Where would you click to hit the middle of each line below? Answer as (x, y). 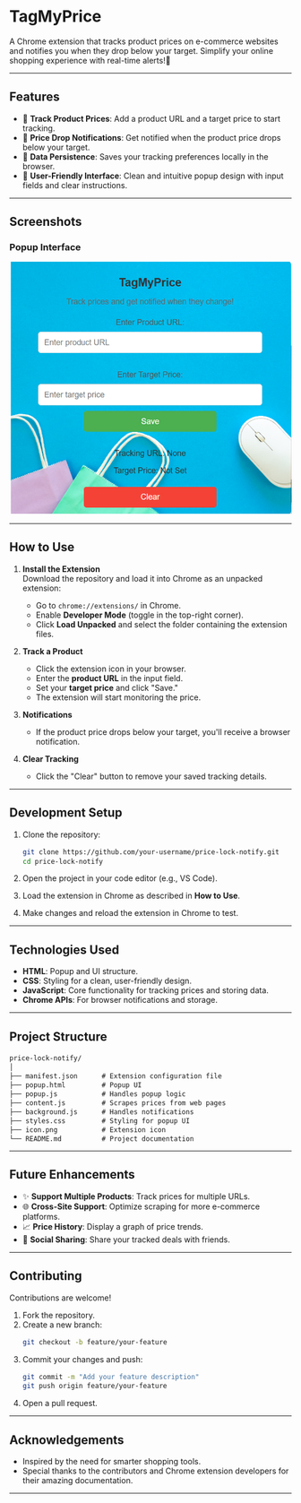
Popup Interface (45, 247)
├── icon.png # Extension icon (88, 1130)
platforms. (41, 1216)
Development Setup (66, 813)
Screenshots (46, 222)
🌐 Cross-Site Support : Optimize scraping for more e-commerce (141, 1206)
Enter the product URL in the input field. (109, 678)
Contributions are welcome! (60, 1298)
